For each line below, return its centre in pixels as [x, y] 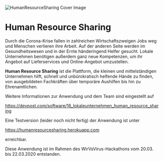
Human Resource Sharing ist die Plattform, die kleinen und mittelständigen [81, 71]
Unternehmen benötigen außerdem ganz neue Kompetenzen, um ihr [74, 56]
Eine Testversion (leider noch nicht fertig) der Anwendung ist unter [72, 120]
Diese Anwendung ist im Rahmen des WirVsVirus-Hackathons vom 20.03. [79, 149]
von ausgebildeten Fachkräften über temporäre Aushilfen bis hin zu [73, 81]
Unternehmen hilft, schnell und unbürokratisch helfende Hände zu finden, [79, 76]
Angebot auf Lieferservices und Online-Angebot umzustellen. [67, 62]
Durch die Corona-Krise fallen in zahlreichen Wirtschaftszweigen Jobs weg [81, 41]
